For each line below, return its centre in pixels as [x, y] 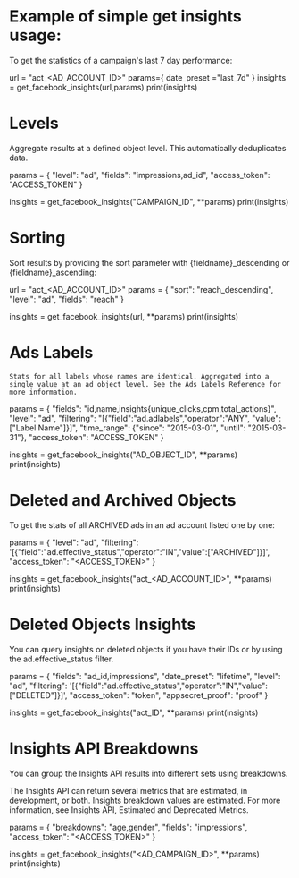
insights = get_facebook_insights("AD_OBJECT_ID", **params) [124, 455]
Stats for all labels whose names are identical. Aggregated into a [139, 376]
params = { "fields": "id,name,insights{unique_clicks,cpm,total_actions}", [143, 408]
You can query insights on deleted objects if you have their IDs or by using [146, 649]
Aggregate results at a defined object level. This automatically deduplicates [148, 148]
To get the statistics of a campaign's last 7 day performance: [121, 60]
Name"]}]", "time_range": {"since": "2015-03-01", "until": [142, 428]
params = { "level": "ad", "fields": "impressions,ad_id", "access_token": [140, 175]
